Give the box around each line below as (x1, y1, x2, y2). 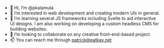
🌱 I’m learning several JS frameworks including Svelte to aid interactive (9, 15, 156, 21)
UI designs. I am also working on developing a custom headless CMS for (9, 20, 159, 26)
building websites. (9, 26, 47, 32)
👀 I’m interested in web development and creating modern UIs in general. (9, 10, 161, 16)
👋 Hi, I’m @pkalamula (9, 5, 54, 10)
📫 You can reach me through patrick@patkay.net (9, 37, 112, 42)
